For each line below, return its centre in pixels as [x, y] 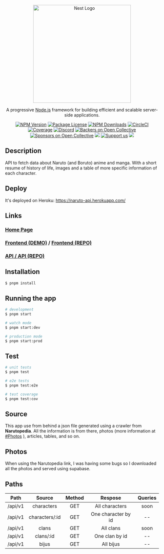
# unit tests [18, 367]
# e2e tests [17, 381]
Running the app [31, 298]
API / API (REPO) [25, 256]
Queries [147, 498]
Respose [111, 498]
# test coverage [21, 394]
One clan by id [111, 536]
